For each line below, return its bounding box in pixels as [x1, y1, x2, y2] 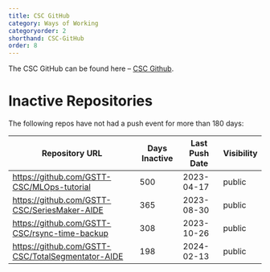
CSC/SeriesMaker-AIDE [12, 204, 104, 216]
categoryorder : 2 [8, 27, 67, 35]
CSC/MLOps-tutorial [12, 182, 91, 193]
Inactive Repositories [8, 92, 153, 110]
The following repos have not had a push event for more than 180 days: [8, 118, 244, 129]
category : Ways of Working [8, 19, 99, 27]
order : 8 [8, 42, 38, 50]
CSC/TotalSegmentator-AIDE [12, 251, 124, 262]
